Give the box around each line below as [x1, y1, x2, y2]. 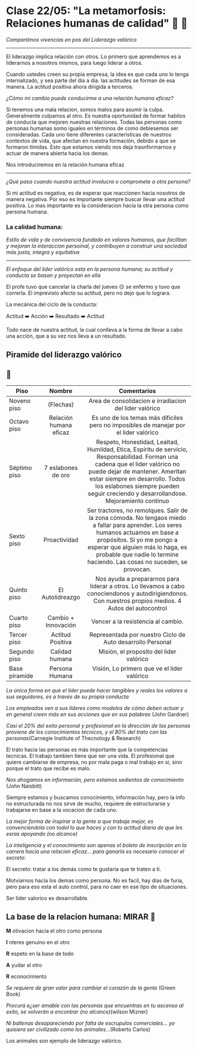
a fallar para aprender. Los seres [93, 521, 182, 529]
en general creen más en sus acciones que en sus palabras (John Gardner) [6, 711, 189, 718]
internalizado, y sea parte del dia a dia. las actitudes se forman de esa [6, 76, 175, 84]
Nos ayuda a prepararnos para [95, 575, 180, 583]
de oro [52, 471, 70, 479]
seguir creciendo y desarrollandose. [87, 489, 188, 498]
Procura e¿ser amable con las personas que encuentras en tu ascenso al [6, 1002, 184, 1009]
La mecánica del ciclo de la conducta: [6, 301, 98, 308]
